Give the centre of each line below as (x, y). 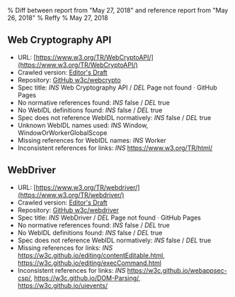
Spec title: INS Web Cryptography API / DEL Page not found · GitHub (117, 87)
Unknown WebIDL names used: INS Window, (83, 125)
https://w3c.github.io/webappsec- (177, 270)
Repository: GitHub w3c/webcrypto (69, 80)
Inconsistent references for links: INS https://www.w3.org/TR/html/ (115, 148)
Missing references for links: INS (65, 247)
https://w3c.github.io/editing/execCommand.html (89, 263)
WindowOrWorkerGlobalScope (62, 133)
